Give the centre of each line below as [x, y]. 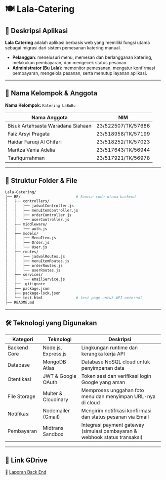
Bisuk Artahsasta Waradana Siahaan [50, 126]
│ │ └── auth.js [26, 229]
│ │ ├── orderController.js [38, 215]
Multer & [53, 393]
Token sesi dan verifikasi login [116, 376]
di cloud [91, 403]
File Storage [21, 396]
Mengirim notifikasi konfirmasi [116, 411]
